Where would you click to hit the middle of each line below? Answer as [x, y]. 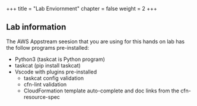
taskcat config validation [54, 78]
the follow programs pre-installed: [48, 47]
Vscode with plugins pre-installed [56, 72]
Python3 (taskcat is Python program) [60, 59]
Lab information [36, 27]
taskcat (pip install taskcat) [48, 65]
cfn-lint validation [45, 84]
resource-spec [42, 97]
